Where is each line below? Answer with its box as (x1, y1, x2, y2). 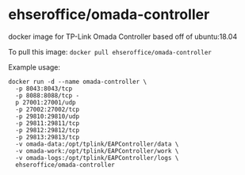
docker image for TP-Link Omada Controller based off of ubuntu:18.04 (8, 32, 238, 41)
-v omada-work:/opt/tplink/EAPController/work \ (15, 146, 179, 155)
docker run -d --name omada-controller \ (8, 78, 147, 86)
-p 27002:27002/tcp (15, 105, 80, 113)
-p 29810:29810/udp (15, 112, 80, 120)
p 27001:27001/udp (15, 98, 77, 106)
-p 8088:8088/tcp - (15, 91, 80, 100)
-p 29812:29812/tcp (15, 126, 80, 134)
